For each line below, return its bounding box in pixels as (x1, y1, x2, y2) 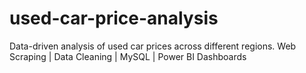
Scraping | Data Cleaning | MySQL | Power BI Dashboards (9, 50, 247, 62)
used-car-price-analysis (9, 7, 219, 30)
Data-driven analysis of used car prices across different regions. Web (9, 40, 297, 52)
